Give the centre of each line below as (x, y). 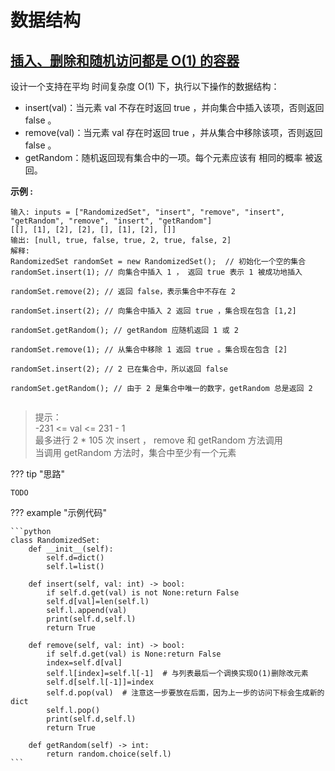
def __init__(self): (71, 549)
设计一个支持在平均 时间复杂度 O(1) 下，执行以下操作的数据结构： (145, 86)
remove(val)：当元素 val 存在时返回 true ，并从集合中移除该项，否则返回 (173, 132)
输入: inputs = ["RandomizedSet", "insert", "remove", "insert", (147, 212)
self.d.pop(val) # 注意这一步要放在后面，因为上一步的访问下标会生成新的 (185, 693)
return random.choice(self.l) (109, 754)
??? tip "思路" (37, 474)
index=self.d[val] (84, 663)
